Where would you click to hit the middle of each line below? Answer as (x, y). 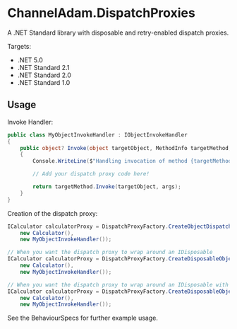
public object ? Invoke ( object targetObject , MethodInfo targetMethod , (126, 148)
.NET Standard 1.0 (44, 82)
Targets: (19, 46)
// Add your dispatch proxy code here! (91, 174)
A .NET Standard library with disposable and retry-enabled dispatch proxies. (118, 33)
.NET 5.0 (30, 60)
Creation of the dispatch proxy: (53, 213)
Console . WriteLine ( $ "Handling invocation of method (110, 161)
